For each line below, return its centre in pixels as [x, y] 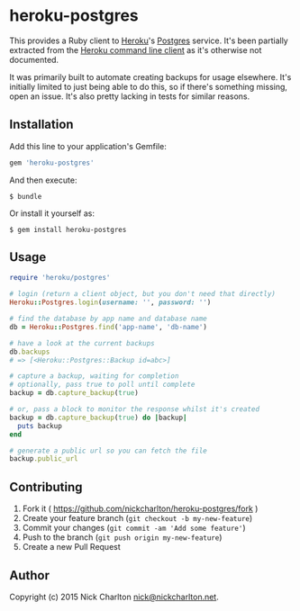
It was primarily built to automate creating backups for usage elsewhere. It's [150, 76]
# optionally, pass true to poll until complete [102, 385]
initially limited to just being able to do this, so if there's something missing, [149, 86]
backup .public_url [44, 459]
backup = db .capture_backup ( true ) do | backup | [98, 418]
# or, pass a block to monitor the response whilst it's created [134, 409]
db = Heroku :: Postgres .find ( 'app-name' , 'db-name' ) [108, 327]
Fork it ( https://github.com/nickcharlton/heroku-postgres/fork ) [140, 508]
